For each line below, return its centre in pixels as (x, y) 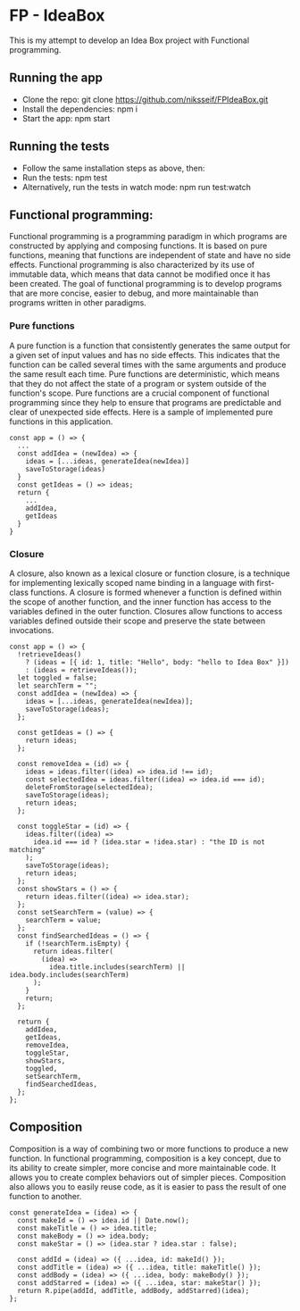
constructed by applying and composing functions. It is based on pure (138, 246)
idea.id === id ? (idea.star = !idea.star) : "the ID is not (149, 842)
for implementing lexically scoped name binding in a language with (132, 582)
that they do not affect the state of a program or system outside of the (138, 383)
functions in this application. (61, 422)
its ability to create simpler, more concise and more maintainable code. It (143, 1167)
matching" (28, 849)
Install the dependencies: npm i (80, 109)
